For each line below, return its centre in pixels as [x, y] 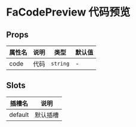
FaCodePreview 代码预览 [68, 12]
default [19, 114]
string [60, 63]
